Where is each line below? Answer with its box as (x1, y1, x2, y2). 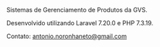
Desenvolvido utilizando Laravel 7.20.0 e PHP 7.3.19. (6, 19, 154, 27)
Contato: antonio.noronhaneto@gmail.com (6, 32, 127, 40)
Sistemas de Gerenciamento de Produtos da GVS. (6, 6, 148, 14)
